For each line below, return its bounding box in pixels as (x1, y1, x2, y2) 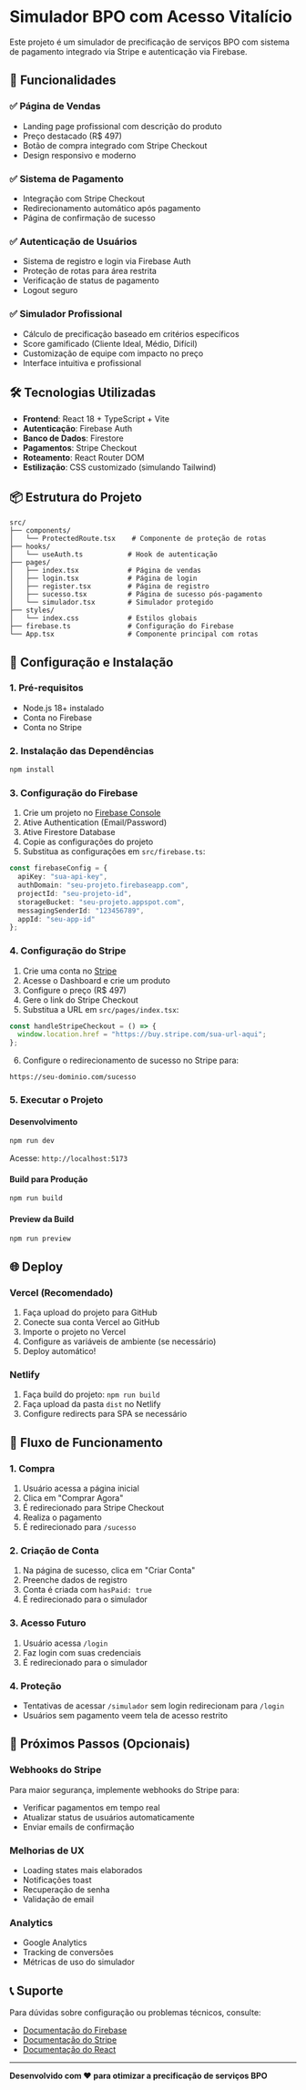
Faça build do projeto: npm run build (22, 1389, 161, 1400)
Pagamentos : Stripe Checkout (22, 443, 138, 454)
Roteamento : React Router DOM (22, 453, 145, 464)
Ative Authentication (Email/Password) (22, 817, 167, 828)
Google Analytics (22, 1937, 87, 1948)
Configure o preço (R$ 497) (22, 984, 127, 995)
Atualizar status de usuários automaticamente (22, 1811, 195, 1822)
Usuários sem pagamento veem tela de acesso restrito (22, 1709, 229, 1720)
